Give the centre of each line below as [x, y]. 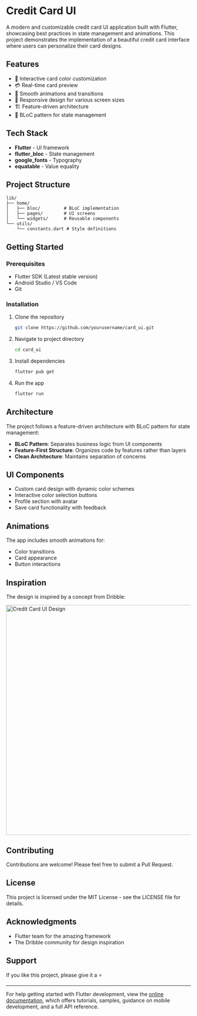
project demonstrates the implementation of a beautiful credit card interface [98, 39]
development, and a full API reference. [52, 1007]
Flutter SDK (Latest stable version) [56, 277]
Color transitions [35, 552]
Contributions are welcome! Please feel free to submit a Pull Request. [90, 864]
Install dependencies [40, 361]
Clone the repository [39, 317]
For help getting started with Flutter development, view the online [85, 994]
